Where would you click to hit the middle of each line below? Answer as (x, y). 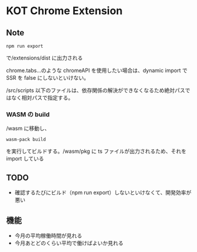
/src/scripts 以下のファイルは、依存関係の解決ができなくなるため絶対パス (96, 90)
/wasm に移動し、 (28, 129)
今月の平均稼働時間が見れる (48, 235)
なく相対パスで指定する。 (42, 98)
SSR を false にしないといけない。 (48, 78)
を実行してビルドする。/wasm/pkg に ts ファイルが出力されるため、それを (96, 151)
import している (25, 159)
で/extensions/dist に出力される (45, 58)
